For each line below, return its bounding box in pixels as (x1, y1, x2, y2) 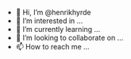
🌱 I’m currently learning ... (15, 25, 101, 33)
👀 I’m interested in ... (15, 16, 83, 26)
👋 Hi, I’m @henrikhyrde (15, 8, 91, 17)
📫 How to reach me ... (15, 42, 90, 51)
